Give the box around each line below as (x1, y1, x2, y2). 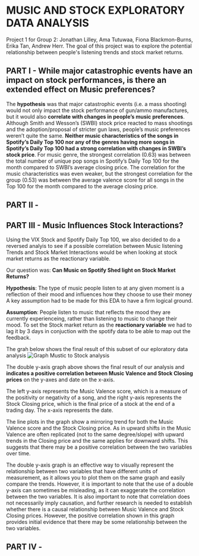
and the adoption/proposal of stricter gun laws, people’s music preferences (6, 126, 191, 133)
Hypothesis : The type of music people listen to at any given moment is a (6, 284, 185, 291)
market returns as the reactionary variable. (6, 254, 111, 262)
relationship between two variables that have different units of (6, 467, 158, 474)
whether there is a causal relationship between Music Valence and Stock (6, 505, 184, 512)
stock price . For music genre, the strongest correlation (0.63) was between (6, 151, 191, 158)
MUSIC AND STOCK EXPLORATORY (6, 4, 185, 17)
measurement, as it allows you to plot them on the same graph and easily (6, 474, 185, 481)
